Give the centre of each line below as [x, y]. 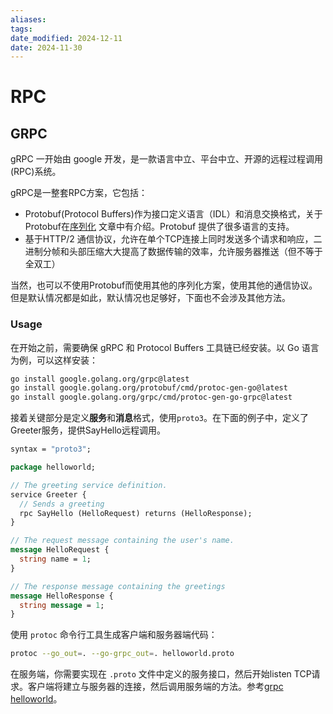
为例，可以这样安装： [54, 360]
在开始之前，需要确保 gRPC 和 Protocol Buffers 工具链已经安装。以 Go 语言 [165, 347]
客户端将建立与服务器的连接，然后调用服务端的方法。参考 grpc [155, 687]
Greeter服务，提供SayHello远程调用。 [88, 430]
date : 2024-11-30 [46, 47]
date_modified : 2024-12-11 [66, 38]
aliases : [28, 19]
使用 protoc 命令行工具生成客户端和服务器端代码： [114, 635]
